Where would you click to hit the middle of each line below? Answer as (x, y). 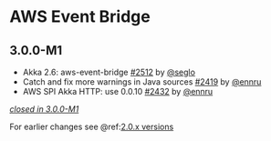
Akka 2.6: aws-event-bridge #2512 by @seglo (109, 72)
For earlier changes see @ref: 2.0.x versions (92, 126)
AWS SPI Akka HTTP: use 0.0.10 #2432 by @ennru (118, 91)
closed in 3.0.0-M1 (44, 109)
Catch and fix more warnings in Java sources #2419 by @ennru (142, 82)
